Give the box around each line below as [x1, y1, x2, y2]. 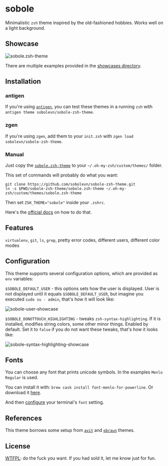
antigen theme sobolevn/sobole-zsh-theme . [5, 109, 94, 115]
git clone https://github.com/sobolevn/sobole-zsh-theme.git [5, 182, 136, 187]
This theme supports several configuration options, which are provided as [5, 270, 158, 276]
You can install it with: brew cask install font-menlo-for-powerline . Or [5, 384, 153, 390]
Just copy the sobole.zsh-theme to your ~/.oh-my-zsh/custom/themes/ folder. [5, 162, 163, 168]
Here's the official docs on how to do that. [5, 209, 92, 215]
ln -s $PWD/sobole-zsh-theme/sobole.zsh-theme [5, 187, 104, 192]
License [5, 442, 31, 450]
